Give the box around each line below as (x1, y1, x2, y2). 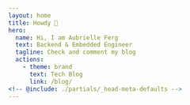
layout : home (8, 11, 51, 20)
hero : (8, 26, 26, 34)
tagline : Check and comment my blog (15, 48, 136, 56)
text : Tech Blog (28, 70, 83, 78)
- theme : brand (22, 63, 73, 71)
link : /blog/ (28, 77, 73, 85)
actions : (15, 56, 44, 64)
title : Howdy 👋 (8, 19, 59, 27)
